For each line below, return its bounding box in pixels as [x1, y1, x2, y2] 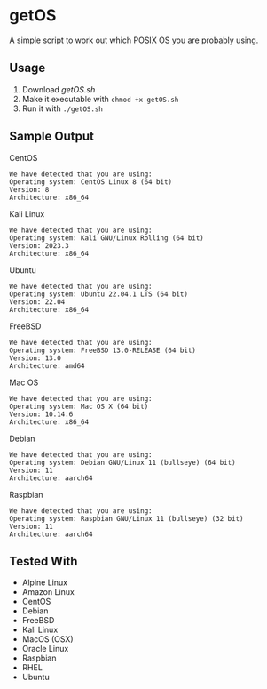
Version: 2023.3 [9, 241, 69, 250]
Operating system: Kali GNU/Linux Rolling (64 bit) [9, 233, 204, 243]
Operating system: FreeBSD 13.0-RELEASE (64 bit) [9, 346, 197, 355]
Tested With [9, 553, 78, 569]
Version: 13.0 [9, 353, 62, 363]
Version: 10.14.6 [9, 410, 74, 419]
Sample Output [9, 129, 95, 144]
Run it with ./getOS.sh [21, 103, 104, 114]
